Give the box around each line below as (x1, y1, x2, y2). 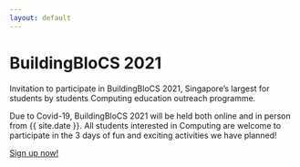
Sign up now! (9, 147, 59, 158)
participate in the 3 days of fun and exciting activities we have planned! (9, 130, 277, 141)
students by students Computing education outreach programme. (9, 92, 256, 103)
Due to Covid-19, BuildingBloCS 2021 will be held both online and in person (9, 110, 292, 121)
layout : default (9, 13, 71, 23)
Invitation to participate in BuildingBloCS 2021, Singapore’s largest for (9, 83, 270, 94)
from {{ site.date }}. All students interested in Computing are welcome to (9, 120, 281, 130)
